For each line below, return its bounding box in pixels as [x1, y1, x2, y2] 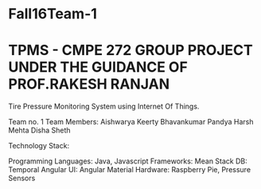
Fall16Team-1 [8, 5, 98, 23]
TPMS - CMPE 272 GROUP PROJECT [8, 41, 253, 60]
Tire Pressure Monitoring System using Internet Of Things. [8, 101, 200, 112]
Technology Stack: [8, 141, 70, 151]
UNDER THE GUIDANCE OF [8, 58, 189, 77]
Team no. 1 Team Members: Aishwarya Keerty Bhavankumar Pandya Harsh [8, 117, 254, 127]
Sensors [8, 173, 36, 183]
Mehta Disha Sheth [8, 125, 71, 136]
